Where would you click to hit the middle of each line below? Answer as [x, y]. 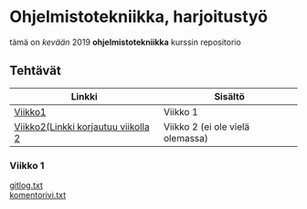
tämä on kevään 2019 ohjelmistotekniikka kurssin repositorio [126, 42]
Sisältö [229, 96]
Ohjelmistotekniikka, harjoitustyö [138, 17]
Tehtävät [35, 71]
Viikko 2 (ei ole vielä [206, 127]
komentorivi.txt [38, 195]
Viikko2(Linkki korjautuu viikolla [82, 127]
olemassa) [185, 138]
